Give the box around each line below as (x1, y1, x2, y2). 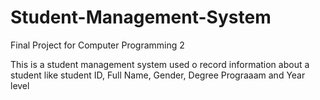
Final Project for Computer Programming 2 (10, 39, 185, 51)
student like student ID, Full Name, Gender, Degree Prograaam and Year (10, 69, 306, 81)
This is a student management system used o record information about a (10, 58, 310, 70)
